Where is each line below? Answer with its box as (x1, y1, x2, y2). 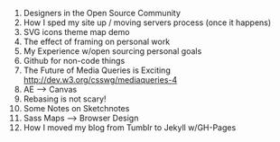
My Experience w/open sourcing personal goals (23, 46, 202, 57)
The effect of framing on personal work (23, 36, 171, 47)
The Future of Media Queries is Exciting (23, 65, 171, 75)
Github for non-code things (23, 56, 126, 66)
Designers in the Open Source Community (23, 8, 182, 18)
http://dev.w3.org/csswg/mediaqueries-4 (23, 75, 178, 84)
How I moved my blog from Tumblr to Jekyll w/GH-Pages (23, 122, 237, 133)
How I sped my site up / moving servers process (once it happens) (23, 17, 272, 28)
